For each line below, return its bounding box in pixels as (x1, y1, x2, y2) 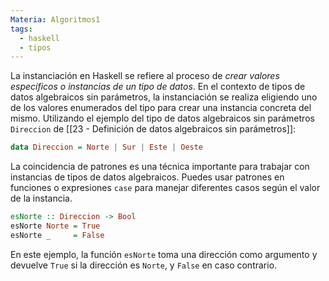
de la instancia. (10, 192, 73, 205)
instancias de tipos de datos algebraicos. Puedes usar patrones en (10, 171, 285, 183)
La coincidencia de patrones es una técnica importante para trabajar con (10, 161, 310, 173)
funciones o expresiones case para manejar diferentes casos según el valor (10, 182, 321, 194)
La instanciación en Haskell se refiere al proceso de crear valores (10, 70, 280, 82)
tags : (10, 24, 33, 34)
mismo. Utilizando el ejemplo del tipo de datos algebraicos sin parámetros (10, 112, 315, 125)
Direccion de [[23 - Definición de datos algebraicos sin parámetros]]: (10, 123, 297, 135)
